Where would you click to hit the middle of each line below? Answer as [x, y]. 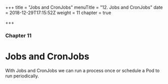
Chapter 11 [19, 35]
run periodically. [22, 76]
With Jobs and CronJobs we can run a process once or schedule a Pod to [82, 70]
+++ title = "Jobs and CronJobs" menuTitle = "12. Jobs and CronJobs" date [84, 7]
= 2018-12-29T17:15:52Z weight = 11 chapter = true [58, 13]
